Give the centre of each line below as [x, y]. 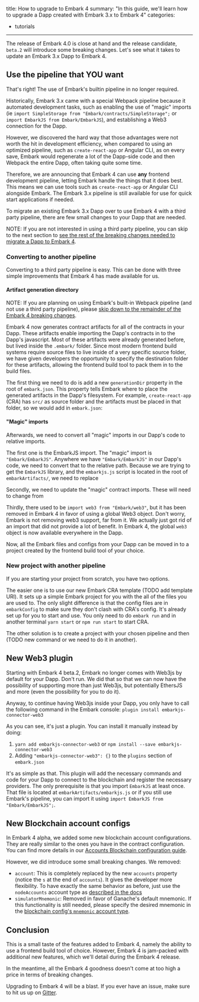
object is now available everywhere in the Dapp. [65, 532]
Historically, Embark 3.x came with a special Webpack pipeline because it [96, 100]
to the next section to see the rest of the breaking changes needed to [91, 235]
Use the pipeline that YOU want [65, 75]
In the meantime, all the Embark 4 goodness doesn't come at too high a [93, 969]
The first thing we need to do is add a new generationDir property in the [94, 383]
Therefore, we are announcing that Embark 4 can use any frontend [88, 174]
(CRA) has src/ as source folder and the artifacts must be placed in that [94, 402]
